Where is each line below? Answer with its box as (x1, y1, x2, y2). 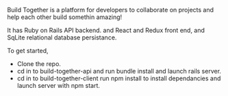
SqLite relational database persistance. (7, 33, 117, 42)
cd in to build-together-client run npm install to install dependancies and (16, 74, 221, 82)
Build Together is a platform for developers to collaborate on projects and (7, 6, 214, 14)
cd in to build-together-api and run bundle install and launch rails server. (16, 67, 221, 75)
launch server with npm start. (16, 82, 101, 89)
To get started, (7, 47, 49, 54)
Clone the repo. (16, 60, 62, 67)
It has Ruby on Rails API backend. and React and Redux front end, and (7, 27, 205, 34)
